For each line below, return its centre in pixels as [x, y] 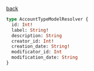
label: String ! [30, 30]
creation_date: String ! [40, 46]
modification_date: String [45, 58]
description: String [37, 35]
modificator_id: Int [37, 52]
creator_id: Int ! [33, 41]
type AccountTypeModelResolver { [47, 19]
